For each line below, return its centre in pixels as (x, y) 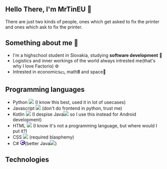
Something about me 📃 (42, 43)
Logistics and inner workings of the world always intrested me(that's (84, 60)
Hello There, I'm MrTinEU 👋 (49, 9)
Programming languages (45, 90)
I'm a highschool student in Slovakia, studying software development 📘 (87, 55)
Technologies (27, 160)
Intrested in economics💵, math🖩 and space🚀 (59, 72)
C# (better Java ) (35, 144)
